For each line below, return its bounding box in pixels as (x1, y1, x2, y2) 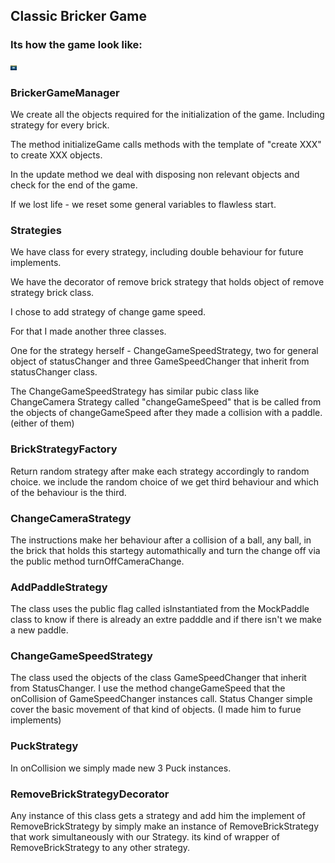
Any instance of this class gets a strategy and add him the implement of (10, 810, 306, 822)
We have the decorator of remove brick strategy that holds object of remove (10, 276, 325, 288)
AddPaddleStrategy (10, 580, 108, 594)
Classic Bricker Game (10, 8, 147, 25)
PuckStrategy (10, 739, 79, 753)
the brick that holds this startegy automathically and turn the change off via (10, 544, 321, 556)
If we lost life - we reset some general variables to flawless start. (10, 198, 277, 210)
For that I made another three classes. (10, 325, 167, 338)
